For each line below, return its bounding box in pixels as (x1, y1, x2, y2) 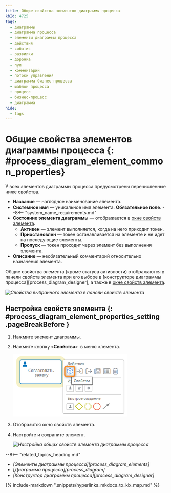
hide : (5, 106, 17, 111)
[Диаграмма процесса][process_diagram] (12, 467, 105, 473)
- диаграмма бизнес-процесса (10, 78, 72, 84)
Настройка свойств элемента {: (5, 304, 113, 313)
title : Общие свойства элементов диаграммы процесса (5, 8, 120, 13)
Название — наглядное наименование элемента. (12, 199, 122, 205)
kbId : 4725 (5, 13, 29, 19)
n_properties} (5, 167, 66, 178)
